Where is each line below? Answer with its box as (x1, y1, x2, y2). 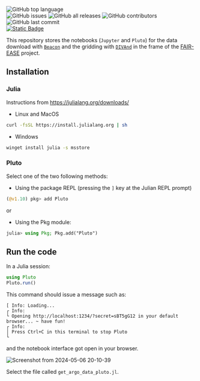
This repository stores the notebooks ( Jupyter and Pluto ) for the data (6, 37, 178, 43)
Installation (6, 67, 49, 77)
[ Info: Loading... (6, 303, 55, 309)
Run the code (6, 247, 57, 257)
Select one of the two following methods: (6, 172, 108, 180)
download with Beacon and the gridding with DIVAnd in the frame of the (6, 43, 179, 50)
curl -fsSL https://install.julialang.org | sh (6, 122, 128, 128)
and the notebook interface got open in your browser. (6, 345, 139, 352)
